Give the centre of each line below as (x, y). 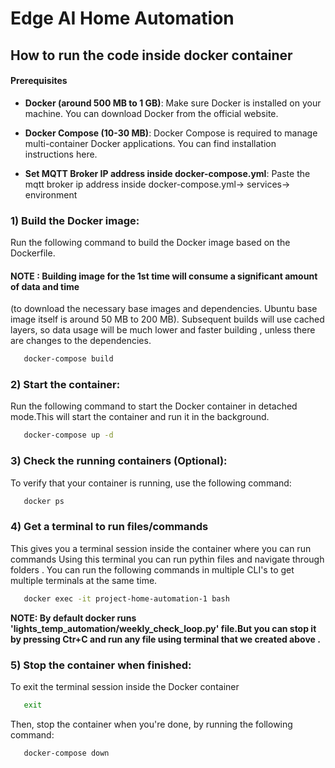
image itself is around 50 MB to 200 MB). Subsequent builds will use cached (167, 319)
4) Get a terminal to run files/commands (109, 527)
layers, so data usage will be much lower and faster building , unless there (163, 330)
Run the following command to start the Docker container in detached (154, 406)
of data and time (45, 286)
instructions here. (61, 154)
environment (51, 194)
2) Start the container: (65, 385)
